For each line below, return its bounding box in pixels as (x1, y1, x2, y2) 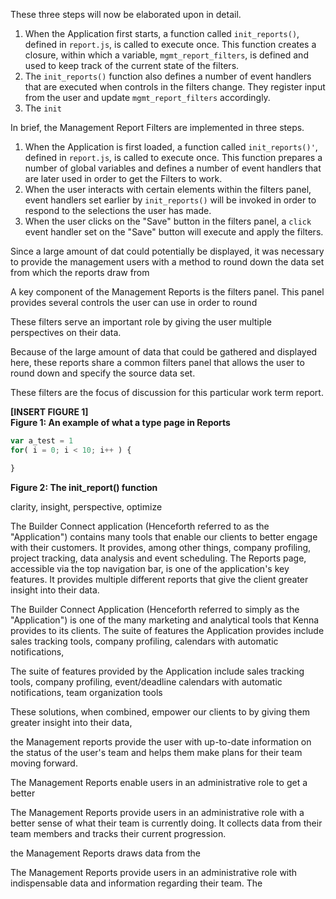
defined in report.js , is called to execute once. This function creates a (24, 39, 317, 50)
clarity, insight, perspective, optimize (10, 500, 163, 513)
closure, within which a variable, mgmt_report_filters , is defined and (24, 49, 309, 61)
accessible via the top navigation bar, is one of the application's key (10, 562, 290, 574)
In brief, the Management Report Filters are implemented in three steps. (10, 122, 305, 133)
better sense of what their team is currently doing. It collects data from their (10, 817, 323, 829)
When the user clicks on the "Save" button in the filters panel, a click (24, 215, 312, 227)
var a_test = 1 (10, 436, 74, 446)
